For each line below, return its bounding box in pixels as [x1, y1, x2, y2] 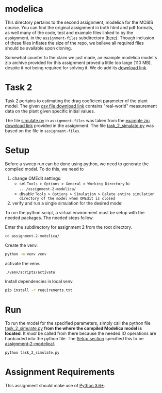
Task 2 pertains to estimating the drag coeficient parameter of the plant [5, 98, 148, 104]
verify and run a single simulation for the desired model [12, 200, 123, 206]
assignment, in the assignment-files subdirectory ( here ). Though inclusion [5, 35, 154, 41]
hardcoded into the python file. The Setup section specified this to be [5, 336, 144, 342]
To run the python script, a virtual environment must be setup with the [5, 209, 145, 215]
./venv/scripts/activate [5, 270, 55, 275]
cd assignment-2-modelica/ [5, 234, 60, 238]
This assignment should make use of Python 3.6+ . [5, 383, 105, 389]
